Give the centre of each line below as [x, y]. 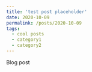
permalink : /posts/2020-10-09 [44, 23]
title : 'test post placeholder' [47, 12]
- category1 [27, 40]
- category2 [27, 46]
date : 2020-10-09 [28, 17]
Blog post [18, 62]
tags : [13, 28]
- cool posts [28, 34]
